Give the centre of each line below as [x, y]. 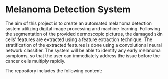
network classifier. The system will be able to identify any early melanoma [83, 50]
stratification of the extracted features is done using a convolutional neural [84, 45]
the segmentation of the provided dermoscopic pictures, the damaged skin [84, 34]
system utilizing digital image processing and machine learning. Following [83, 28]
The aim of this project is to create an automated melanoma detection [78, 23]
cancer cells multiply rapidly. [35, 61]
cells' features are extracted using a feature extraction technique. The [79, 39]
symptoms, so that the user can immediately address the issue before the [82, 55]
